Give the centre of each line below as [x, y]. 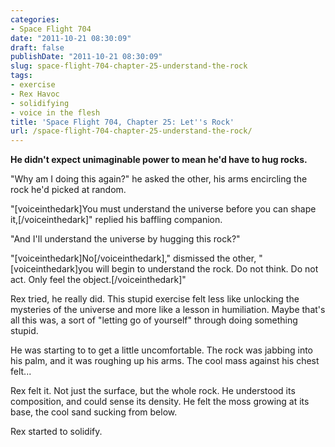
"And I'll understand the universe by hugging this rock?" [125, 239]
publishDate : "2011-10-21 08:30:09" [86, 57]
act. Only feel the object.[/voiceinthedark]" [98, 280]
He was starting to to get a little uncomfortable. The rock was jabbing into [162, 350]
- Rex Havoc [35, 94]
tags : [21, 76]
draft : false [37, 47]
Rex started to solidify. [56, 432]
